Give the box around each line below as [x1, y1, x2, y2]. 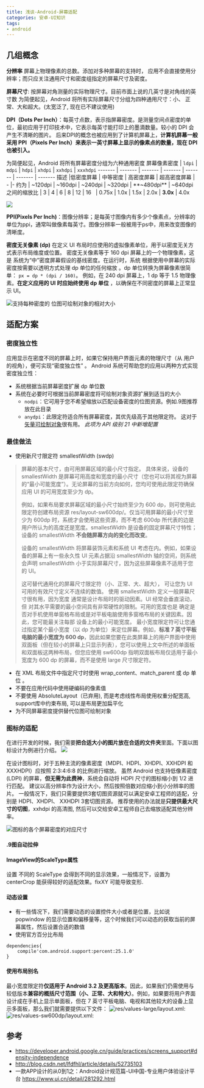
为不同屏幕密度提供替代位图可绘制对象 [15, 707, 111, 715]
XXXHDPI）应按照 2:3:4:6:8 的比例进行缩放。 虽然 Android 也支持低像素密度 [6, 767, 198, 774]
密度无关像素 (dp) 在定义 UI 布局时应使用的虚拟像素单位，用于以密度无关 [6, 241, 189, 249]
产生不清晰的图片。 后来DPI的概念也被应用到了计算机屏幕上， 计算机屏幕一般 [6, 132, 198, 139]
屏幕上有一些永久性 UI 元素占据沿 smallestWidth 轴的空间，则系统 [32, 552, 197, 559]
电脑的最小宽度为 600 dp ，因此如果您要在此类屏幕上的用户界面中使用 [21, 634, 197, 641]
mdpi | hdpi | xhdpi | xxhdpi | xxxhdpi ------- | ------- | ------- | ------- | [6, 166, 185, 174]
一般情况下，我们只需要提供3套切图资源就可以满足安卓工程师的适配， [18, 790, 193, 797]
